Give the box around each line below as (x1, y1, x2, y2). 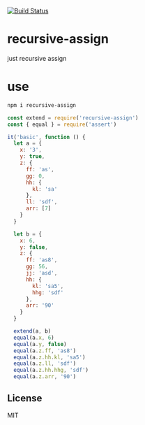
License (7, 392, 43, 405)
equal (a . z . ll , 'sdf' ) (13, 360, 77, 367)
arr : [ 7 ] (25, 205, 52, 212)
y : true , (20, 153, 45, 160)
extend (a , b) (13, 328, 52, 335)
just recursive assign (7, 54, 67, 62)
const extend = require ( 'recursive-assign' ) (7, 114, 139, 122)
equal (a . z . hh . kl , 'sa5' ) (13, 354, 86, 361)
